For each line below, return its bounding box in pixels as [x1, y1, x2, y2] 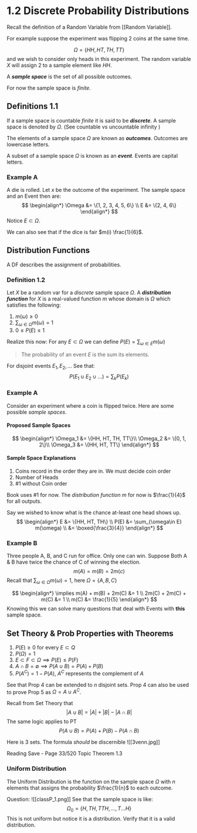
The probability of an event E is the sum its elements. [21, 351, 150, 358]
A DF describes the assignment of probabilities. [6, 261, 122, 268]
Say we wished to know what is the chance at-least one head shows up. [6, 509, 181, 516]
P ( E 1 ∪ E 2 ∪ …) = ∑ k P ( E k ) [69, 373, 130, 381]
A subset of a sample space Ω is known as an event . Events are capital [6, 152, 178, 159]
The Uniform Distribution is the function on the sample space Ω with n [6, 778, 175, 785]
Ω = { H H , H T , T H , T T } [73, 46, 125, 53]
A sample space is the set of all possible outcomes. [6, 73, 133, 80]
